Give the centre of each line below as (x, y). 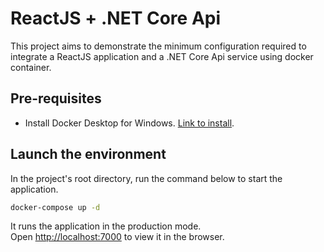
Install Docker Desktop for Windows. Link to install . (129, 123)
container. (31, 67)
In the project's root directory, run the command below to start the (146, 178)
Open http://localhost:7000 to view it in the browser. (117, 237)
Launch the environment (88, 154)
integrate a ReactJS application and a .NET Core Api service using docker (162, 56)
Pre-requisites (56, 98)
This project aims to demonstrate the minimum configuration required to (158, 46)
